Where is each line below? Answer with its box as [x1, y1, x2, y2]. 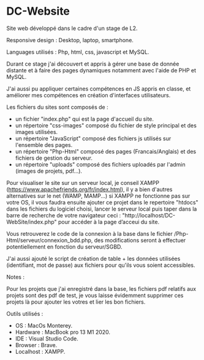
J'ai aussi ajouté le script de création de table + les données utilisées [6, 255, 181, 262]
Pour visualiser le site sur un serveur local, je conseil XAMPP [6, 179, 159, 186]
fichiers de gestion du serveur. [15, 154, 93, 162]
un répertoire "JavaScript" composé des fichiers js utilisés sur [15, 135, 172, 142]
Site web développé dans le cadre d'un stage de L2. [6, 24, 138, 32]
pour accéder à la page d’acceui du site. [58, 218, 160, 225]
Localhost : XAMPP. [15, 348, 66, 355]
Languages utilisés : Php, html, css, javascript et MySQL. [6, 48, 149, 56]
